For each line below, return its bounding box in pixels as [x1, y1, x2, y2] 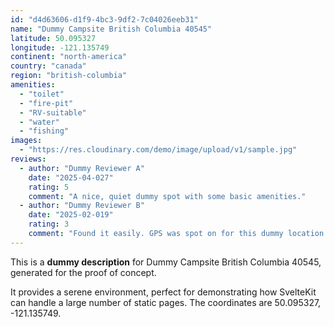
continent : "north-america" [10, 52, 128, 62]
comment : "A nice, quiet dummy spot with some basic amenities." [28, 191, 307, 201]
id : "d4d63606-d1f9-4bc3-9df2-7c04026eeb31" [10, 14, 199, 25]
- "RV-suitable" [19, 107, 87, 118]
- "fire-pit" [19, 98, 74, 108]
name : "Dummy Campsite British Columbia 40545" [10, 24, 213, 34]
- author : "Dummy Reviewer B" [19, 201, 145, 211]
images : [10, 136, 43, 146]
